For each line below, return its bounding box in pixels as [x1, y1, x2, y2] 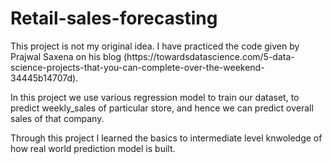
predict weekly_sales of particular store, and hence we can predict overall [10, 102, 314, 114]
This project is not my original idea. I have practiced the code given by [10, 40, 300, 52]
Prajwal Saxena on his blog [10, 50, 122, 62]
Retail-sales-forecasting [10, 7, 218, 30]
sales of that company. [10, 112, 105, 124]
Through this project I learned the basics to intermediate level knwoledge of [10, 132, 323, 144]
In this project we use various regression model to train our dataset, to [10, 91, 300, 103]
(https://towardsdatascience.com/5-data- [123, 50, 295, 62]
